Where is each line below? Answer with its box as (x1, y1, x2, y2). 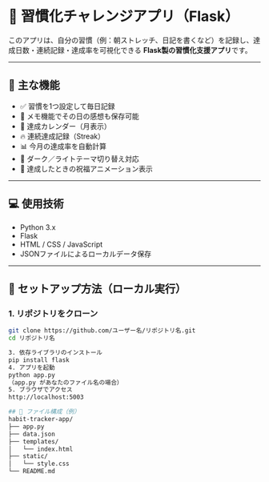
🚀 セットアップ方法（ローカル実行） (8, 282, 187, 295)
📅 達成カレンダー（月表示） (19, 121, 111, 131)
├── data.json (8, 430, 56, 438)
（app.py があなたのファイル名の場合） (8, 378, 123, 387)
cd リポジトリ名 (8, 334, 55, 343)
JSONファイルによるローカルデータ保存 (19, 249, 152, 259)
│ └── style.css (8, 460, 70, 468)
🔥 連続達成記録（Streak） (19, 131, 106, 141)
